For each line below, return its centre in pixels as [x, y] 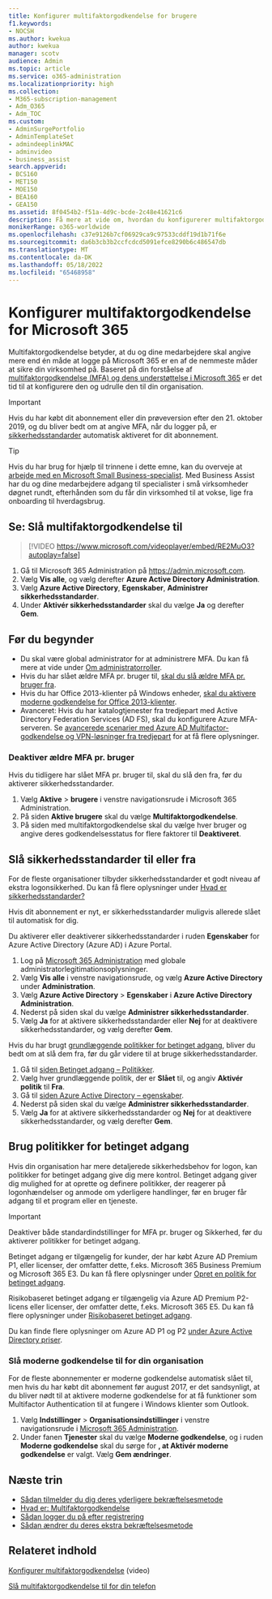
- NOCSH [21, 31]
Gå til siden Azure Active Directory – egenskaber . [102, 1095]
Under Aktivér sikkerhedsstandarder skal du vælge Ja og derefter [132, 605]
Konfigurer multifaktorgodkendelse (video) [79, 1570]
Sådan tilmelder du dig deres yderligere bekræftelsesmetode [121, 1499]
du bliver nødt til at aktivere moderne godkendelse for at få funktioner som [133, 1395]
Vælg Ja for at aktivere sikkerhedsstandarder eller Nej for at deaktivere [138, 1021]
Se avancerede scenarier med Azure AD [121, 728]
